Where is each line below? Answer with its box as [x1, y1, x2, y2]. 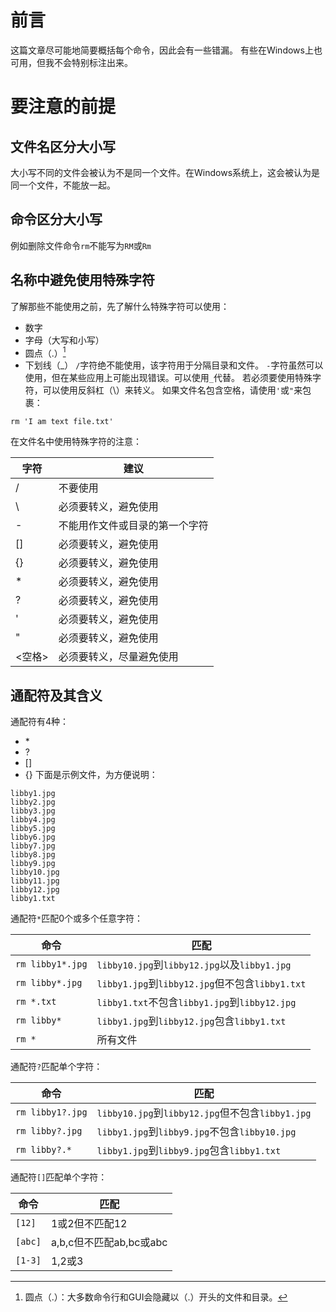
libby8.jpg [10, 850, 56, 860]
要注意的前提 [10, 96, 117, 118]
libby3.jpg [10, 806, 56, 816]
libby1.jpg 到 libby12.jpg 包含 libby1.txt [96, 1014, 287, 1028]
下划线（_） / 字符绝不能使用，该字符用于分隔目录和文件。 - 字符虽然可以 [24, 359, 324, 371]
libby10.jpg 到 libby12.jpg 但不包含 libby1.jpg [96, 1106, 312, 1120]
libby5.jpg [10, 824, 56, 834]
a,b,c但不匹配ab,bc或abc [50, 1236, 168, 1250]
